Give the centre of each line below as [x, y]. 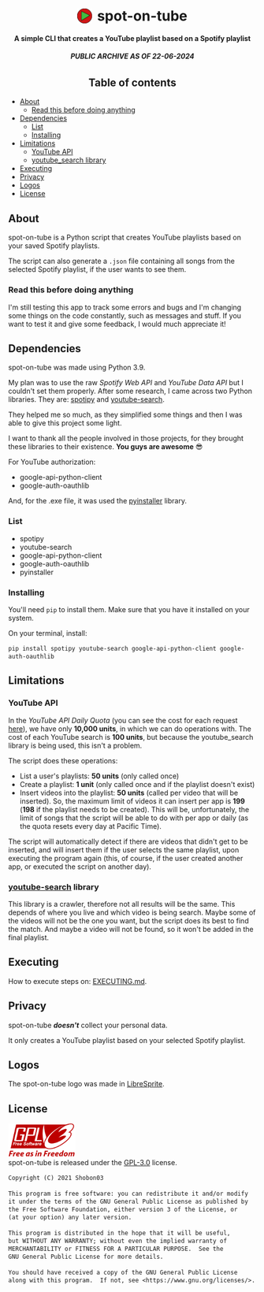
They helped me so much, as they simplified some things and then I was [125, 415]
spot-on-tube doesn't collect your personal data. [88, 1025]
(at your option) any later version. [70, 1218]
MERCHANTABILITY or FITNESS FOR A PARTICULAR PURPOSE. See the [116, 1249]
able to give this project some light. [65, 423]
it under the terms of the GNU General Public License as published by [128, 1202]
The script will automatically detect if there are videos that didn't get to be [128, 841]
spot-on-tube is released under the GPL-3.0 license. [93, 1163]
